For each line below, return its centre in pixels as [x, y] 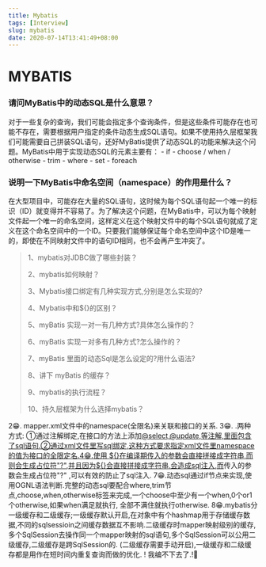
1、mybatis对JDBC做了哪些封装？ [82, 257]
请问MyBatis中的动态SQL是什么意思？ [81, 103]
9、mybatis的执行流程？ [67, 392]
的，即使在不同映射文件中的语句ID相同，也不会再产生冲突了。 [109, 241]
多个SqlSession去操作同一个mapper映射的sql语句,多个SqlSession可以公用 [129, 535]
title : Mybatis [33, 15]
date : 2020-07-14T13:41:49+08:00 [63, 38]
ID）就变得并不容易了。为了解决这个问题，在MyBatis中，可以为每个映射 [139, 211]
